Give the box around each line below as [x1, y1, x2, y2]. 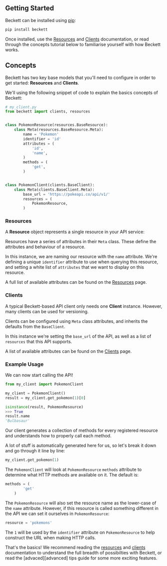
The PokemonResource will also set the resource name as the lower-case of [5, 500, 157, 506]
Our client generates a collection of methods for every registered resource [5, 427, 158, 433]
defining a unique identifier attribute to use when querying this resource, [5, 259, 159, 265]
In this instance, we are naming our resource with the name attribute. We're [5, 254, 158, 260]
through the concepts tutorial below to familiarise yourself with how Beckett [5, 41, 161, 47]
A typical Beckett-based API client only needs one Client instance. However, [5, 303, 163, 309]
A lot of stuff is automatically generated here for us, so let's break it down [5, 442, 156, 448]
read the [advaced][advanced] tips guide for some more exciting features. [5, 555, 158, 561]
